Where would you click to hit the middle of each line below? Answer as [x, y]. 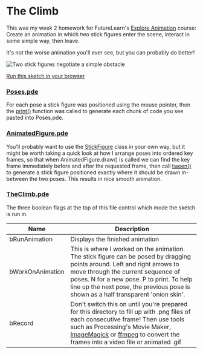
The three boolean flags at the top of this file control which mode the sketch [101, 208]
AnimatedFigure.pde [37, 133]
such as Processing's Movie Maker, [121, 327]
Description [132, 229]
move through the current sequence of [125, 272]
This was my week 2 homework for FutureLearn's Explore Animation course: [101, 28]
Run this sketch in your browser [46, 76]
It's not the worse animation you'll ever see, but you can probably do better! [101, 52]
